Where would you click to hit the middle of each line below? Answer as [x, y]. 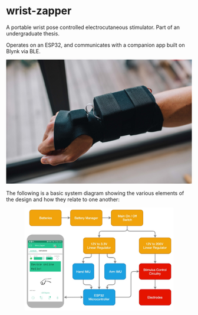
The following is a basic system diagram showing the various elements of [95, 193]
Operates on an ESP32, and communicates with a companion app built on [96, 45]
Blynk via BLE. [23, 51]
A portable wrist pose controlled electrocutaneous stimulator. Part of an [93, 27]
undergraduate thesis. [33, 33]
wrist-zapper [39, 11]
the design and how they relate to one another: [63, 199]
